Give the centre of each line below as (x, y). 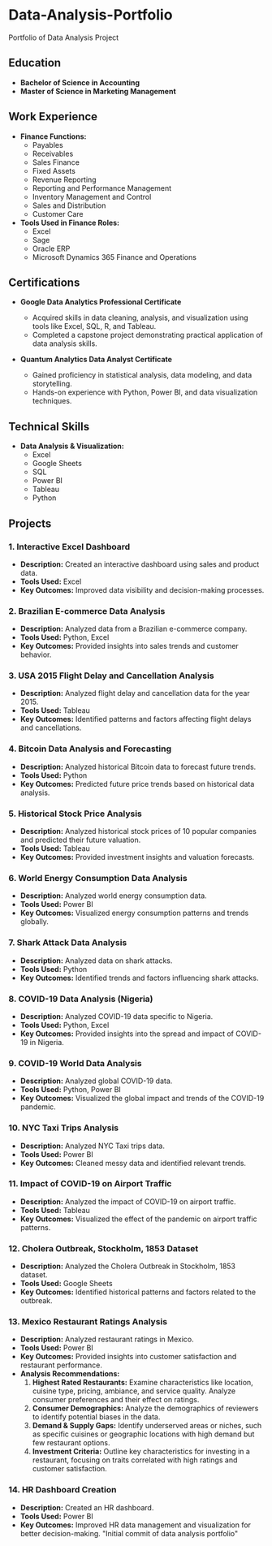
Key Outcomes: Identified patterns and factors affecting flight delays (136, 719)
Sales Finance (56, 162)
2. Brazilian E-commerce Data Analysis (87, 611)
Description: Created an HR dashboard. (87, 1507)
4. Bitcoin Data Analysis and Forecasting (90, 749)
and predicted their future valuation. (80, 840)
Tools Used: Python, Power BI (71, 1090)
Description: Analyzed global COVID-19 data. (96, 1081)
